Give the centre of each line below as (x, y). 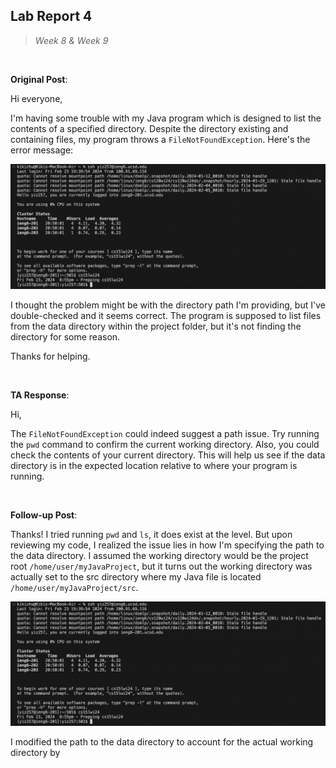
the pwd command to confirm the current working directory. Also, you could (165, 444)
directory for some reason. (65, 336)
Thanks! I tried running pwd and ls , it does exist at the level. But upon (151, 534)
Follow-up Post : (44, 515)
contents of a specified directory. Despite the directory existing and (149, 128)
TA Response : (40, 395)
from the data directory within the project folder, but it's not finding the (156, 326)
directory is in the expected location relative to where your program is (154, 465)
